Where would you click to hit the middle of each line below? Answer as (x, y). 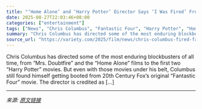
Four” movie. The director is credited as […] (60, 82)
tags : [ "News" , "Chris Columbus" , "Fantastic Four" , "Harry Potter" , (95, 28)
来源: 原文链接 (23, 100)
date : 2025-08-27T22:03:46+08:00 (48, 17)
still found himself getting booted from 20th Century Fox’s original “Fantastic (101, 76)
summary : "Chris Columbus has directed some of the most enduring (91, 34)
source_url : (21, 40)
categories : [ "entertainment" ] (45, 23)
